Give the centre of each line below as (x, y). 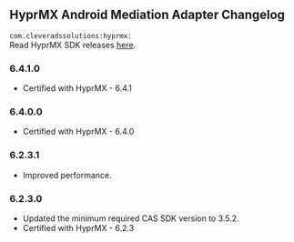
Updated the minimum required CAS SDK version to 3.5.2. (131, 218)
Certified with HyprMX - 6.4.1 (77, 88)
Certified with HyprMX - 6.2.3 (78, 228)
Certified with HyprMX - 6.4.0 (78, 132)
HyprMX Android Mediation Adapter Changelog (147, 15)
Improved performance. (67, 175)
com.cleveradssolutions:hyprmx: (71, 35)
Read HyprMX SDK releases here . (73, 45)
